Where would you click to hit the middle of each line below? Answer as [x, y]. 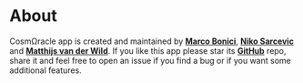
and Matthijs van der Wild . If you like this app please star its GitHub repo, [148, 50]
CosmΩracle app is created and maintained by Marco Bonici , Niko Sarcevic [151, 41]
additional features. [45, 70]
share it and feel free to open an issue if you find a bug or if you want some [150, 60]
